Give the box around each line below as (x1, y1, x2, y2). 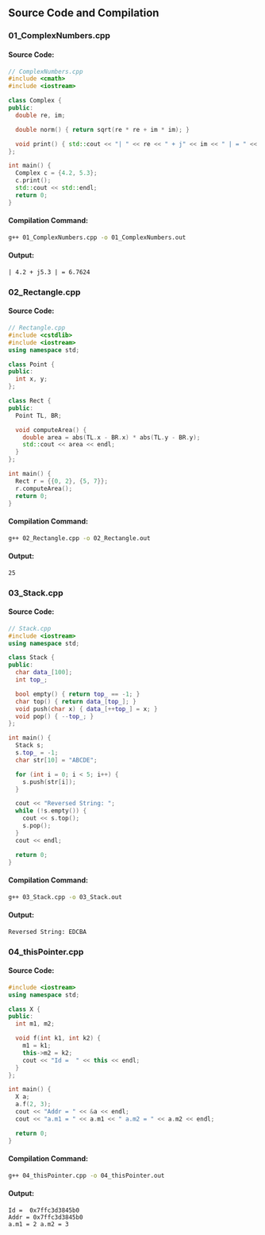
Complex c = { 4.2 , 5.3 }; (15, 169, 98, 177)
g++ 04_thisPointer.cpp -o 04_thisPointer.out (8, 1171, 165, 1179)
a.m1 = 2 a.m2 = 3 (8, 1220, 69, 1228)
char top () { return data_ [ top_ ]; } (15, 697, 136, 705)
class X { (8, 1005, 41, 1013)
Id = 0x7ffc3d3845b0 (8, 1206, 80, 1214)
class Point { (8, 361, 56, 369)
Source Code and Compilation (8, 6, 159, 20)
